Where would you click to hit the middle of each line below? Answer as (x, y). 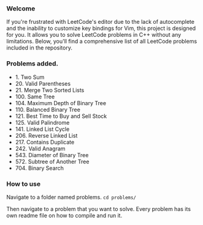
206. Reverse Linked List (46, 135)
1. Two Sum (30, 77)
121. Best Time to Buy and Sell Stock (61, 116)
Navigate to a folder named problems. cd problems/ (71, 197)
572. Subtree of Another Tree (52, 161)
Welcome (21, 9)
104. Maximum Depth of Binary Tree (60, 103)
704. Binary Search (40, 168)
